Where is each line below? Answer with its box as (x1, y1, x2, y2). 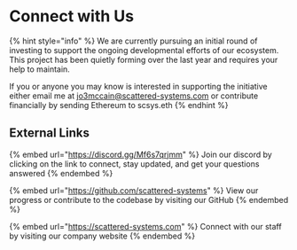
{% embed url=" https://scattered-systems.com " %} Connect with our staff (9, 221, 282, 231)
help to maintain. (9, 64, 71, 74)
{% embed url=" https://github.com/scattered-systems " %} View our (9, 184, 259, 196)
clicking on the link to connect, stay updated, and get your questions (9, 158, 260, 169)
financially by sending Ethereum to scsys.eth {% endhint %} (9, 99, 229, 110)
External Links (9, 126, 90, 141)
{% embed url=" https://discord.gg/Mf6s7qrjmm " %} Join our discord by (9, 149, 272, 160)
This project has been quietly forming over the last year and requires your (9, 54, 278, 65)
